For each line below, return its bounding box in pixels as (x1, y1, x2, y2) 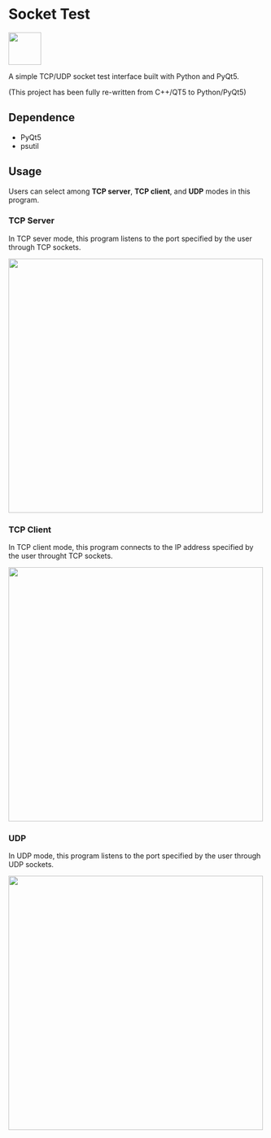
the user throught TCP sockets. (8, 551, 113, 561)
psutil (20, 141, 39, 150)
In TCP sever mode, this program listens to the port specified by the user (8, 233, 252, 243)
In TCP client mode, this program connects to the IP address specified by (8, 543, 254, 552)
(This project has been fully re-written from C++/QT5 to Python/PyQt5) (8, 87, 247, 97)
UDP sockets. (8, 860, 55, 870)
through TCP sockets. (8, 242, 81, 252)
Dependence (8, 111, 76, 124)
